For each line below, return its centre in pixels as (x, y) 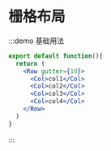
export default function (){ (56, 56)
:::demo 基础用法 (36, 41)
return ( (30, 63)
